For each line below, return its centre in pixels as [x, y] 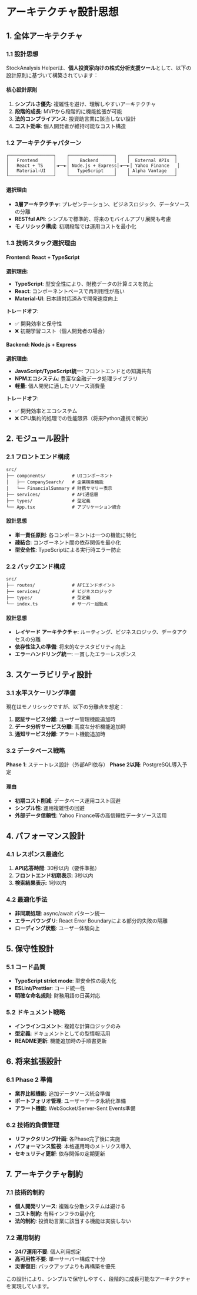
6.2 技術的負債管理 [33, 1125]
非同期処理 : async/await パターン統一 [60, 914]
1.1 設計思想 [22, 54]
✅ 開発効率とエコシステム [46, 411]
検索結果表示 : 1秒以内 [40, 883]
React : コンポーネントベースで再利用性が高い [70, 291]
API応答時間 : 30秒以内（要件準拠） [57, 868]
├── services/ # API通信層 [52, 495]
